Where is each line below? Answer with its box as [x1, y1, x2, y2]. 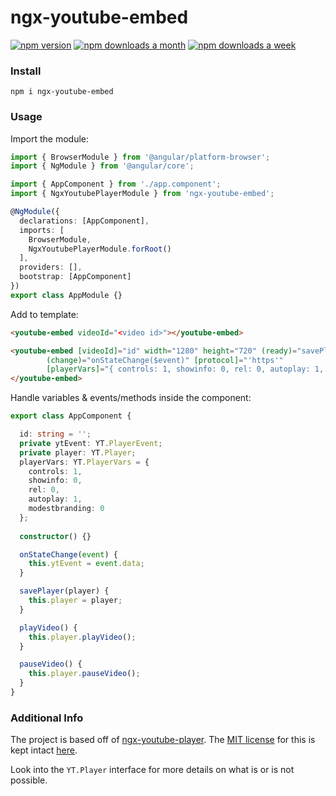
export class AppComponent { [10, 411, 132, 421]
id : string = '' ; [19, 429, 92, 440]
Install [10, 64, 42, 78]
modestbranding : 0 [28, 504, 105, 514]
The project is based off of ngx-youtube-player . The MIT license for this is [10, 734, 316, 746]
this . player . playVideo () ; [28, 632, 137, 642]
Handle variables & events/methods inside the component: [10, 392, 252, 404]
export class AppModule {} [10, 290, 123, 300]
